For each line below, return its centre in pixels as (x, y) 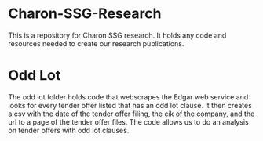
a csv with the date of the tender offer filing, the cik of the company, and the (131, 114)
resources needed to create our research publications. (96, 43)
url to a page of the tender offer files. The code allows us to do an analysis (128, 121)
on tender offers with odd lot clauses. (69, 130)
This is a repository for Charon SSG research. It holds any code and (117, 35)
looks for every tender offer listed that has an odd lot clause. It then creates (130, 105)
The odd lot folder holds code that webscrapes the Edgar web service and (128, 97)
